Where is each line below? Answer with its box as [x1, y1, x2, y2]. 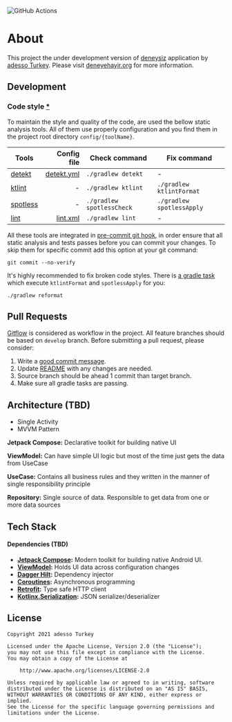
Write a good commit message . [17, 357, 106, 365]
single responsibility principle [7, 480, 91, 488]
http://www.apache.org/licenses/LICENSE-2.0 [19, 667, 150, 674]
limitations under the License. [7, 710, 100, 716]
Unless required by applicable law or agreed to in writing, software [7, 679, 215, 686]
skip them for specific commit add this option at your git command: [7, 246, 198, 254]
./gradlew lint [86, 214, 136, 222]
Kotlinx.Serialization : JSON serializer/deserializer [17, 592, 160, 600]
